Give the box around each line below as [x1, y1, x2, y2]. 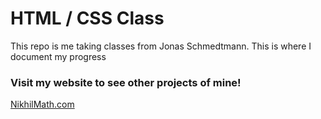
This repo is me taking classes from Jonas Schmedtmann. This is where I [10, 40, 312, 52]
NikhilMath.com [10, 98, 75, 111]
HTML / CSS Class [10, 7, 165, 30]
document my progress [10, 50, 107, 62]
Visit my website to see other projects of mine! [10, 75, 242, 89]
